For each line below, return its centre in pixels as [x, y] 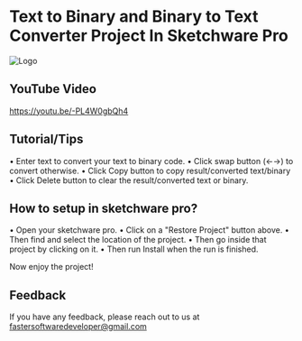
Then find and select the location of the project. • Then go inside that [138, 240]
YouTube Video [53, 89]
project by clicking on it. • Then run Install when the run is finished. [134, 249]
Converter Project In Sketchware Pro [149, 36]
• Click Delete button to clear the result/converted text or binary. [129, 180]
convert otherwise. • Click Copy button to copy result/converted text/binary [150, 170]
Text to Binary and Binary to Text [134, 17]
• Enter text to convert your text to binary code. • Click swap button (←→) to [151, 161]
